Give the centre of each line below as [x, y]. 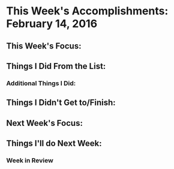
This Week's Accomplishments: [87, 11]
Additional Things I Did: [41, 83]
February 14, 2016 [52, 24]
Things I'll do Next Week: [54, 144]
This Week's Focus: [44, 46]
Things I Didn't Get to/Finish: [61, 103]
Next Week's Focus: [44, 123]
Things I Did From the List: [56, 66]
